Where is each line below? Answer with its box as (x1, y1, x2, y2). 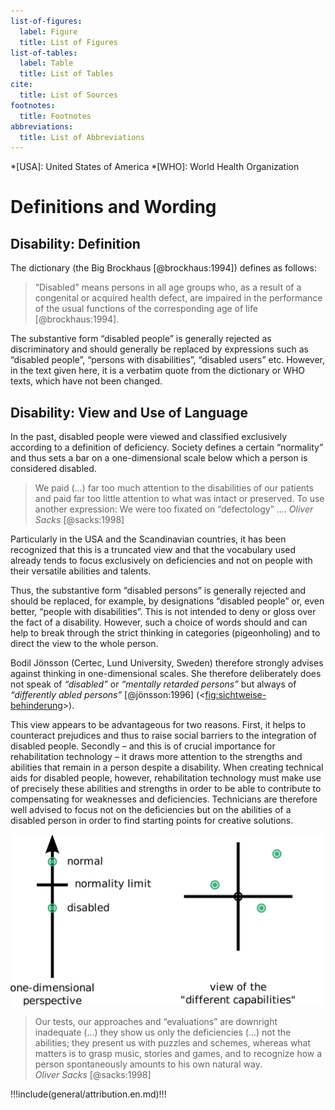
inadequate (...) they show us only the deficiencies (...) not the (34, 1026, 292, 1038)
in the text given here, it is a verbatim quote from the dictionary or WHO (10, 365, 306, 377)
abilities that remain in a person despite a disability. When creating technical (10, 761, 324, 774)
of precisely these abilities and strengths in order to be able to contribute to (10, 783, 322, 795)
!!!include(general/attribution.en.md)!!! (10, 1088, 167, 1100)
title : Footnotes (19, 111, 92, 121)
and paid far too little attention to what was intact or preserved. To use (34, 493, 325, 505)
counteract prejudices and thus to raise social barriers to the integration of (10, 730, 317, 742)
